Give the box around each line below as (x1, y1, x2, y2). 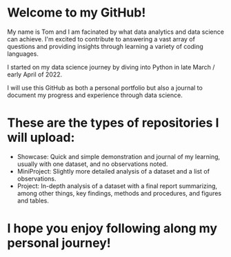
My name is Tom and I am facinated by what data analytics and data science (7, 28, 224, 36)
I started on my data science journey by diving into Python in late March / (7, 63, 215, 71)
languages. (7, 50, 39, 58)
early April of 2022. (7, 70, 63, 79)
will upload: (7, 130, 75, 145)
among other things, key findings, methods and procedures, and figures (17, 189, 222, 197)
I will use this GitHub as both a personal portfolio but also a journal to (7, 83, 203, 92)
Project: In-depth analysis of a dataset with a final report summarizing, (17, 181, 218, 190)
